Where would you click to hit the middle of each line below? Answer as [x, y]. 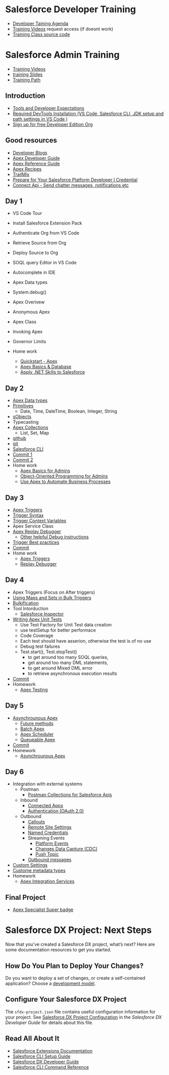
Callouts [36, 822]
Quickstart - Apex [39, 361]
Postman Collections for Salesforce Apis [70, 795]
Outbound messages [50, 860]
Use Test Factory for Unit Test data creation [66, 624]
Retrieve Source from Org [39, 243]
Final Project [25, 897]
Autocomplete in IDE [34, 272]
